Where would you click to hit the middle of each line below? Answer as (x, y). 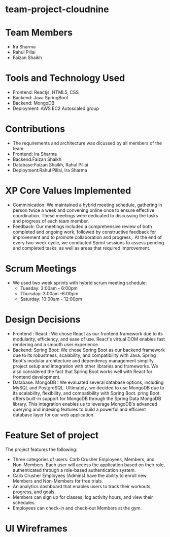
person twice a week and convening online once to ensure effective (83, 210)
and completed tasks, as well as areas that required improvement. (81, 248)
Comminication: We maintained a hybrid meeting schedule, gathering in (87, 205)
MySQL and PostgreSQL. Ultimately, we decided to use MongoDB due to (88, 387)
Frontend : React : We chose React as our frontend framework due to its (88, 333)
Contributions (35, 129)
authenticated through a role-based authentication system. (74, 470)
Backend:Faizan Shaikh (37, 159)
